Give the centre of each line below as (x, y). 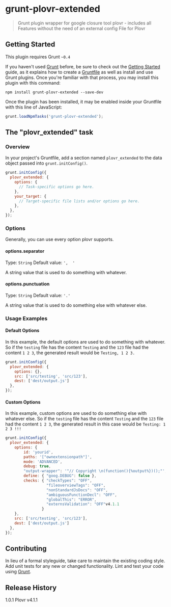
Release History (31, 587)
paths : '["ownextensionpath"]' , (58, 457)
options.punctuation (27, 284)
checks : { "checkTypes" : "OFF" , (58, 481)
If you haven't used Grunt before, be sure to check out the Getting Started (83, 66)
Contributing (26, 548)
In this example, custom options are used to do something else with (76, 413)
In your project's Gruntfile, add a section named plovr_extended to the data (84, 158)
